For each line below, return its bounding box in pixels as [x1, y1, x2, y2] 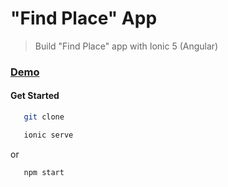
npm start [23, 167, 65, 177]
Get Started [10, 90, 60, 102]
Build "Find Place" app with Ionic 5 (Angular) [34, 40, 219, 52]
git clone [23, 112, 65, 122]
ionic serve [23, 130, 74, 140]
